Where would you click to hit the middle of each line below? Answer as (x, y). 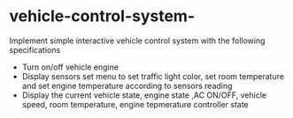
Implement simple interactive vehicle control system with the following (137, 41)
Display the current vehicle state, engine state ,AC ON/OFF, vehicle (144, 95)
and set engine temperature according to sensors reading (127, 85)
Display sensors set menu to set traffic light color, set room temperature (153, 76)
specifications (35, 49)
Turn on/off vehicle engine (70, 67)
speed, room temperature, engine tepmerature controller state (135, 104)
